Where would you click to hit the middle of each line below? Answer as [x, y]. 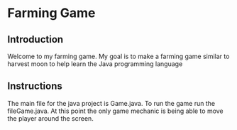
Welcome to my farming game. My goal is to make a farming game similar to [118, 56]
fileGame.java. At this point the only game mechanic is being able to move [115, 111]
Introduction [35, 39]
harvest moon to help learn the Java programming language [95, 64]
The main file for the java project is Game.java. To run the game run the [111, 103]
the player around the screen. [50, 118]
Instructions [35, 86]
